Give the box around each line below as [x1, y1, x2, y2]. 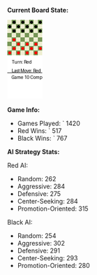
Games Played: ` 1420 [17, 119, 80, 127]
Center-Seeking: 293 [17, 254, 78, 262]
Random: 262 [17, 175, 57, 183]
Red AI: [7, 161, 28, 169]
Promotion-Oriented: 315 [17, 204, 89, 213]
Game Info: [7, 106, 40, 114]
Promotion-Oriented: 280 [17, 262, 91, 269]
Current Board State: [7, 6, 68, 14]
